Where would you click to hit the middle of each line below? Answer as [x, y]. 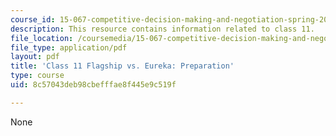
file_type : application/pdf [69, 47]
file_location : [42, 38]
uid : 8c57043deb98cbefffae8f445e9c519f [93, 85]
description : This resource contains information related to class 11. [162, 29]
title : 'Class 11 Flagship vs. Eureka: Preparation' [122, 66]
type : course [37, 76]
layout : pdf [35, 57]
